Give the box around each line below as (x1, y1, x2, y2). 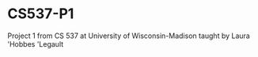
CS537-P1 (7, 5, 74, 23)
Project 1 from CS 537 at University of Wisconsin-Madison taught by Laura (7, 31, 250, 40)
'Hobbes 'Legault (7, 39, 64, 48)
